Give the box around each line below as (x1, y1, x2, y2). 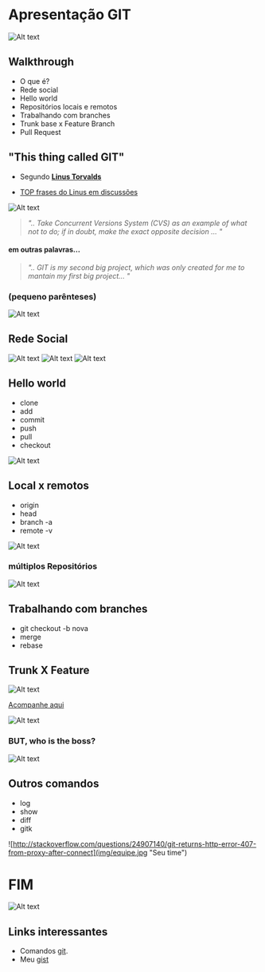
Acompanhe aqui (8, 700, 64, 710)
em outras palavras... (8, 245, 81, 255)
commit (19, 415, 45, 424)
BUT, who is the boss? (8, 736, 96, 747)
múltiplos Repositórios (8, 561, 98, 572)
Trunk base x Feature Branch (19, 118, 115, 129)
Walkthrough (8, 55, 74, 69)
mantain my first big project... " (27, 271, 131, 280)
